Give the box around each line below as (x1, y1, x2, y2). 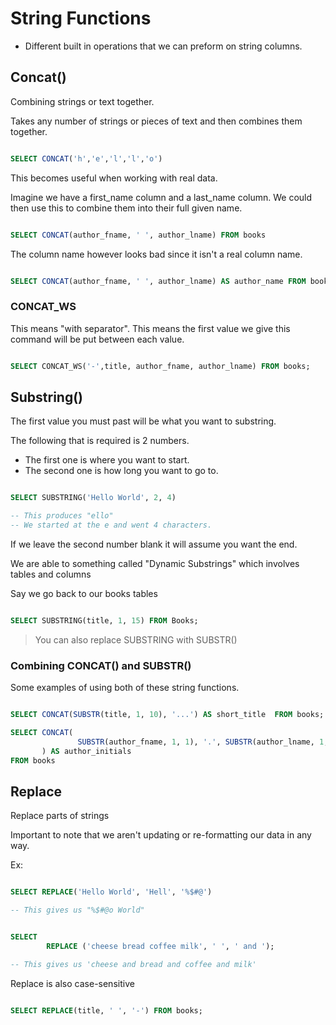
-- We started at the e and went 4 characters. (10, 520, 213, 531)
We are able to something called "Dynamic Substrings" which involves (10, 557, 300, 569)
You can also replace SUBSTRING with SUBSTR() (34, 633, 238, 646)
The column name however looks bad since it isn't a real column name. (10, 248, 303, 260)
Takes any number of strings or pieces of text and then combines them (10, 115, 303, 127)
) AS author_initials (41, 746, 132, 756)
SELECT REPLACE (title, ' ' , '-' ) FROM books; (10, 1005, 203, 1016)
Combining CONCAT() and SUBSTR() (10, 658, 192, 672)
